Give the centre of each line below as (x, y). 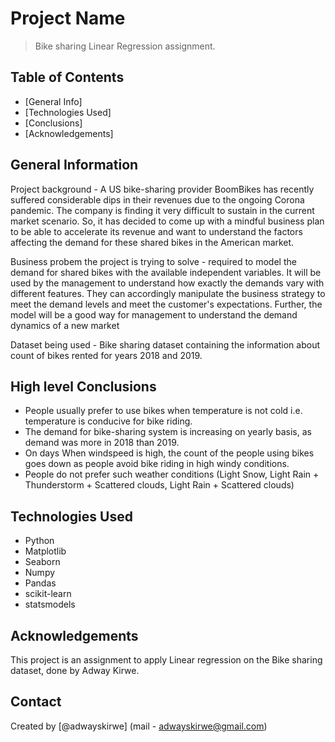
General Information (74, 165)
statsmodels (50, 604)
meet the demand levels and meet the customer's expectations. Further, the (166, 304)
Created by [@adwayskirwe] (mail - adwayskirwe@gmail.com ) (139, 726)
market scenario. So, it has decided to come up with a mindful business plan (167, 221)
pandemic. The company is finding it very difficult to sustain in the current (162, 210)
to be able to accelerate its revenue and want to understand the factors (156, 231)
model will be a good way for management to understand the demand (154, 314)
